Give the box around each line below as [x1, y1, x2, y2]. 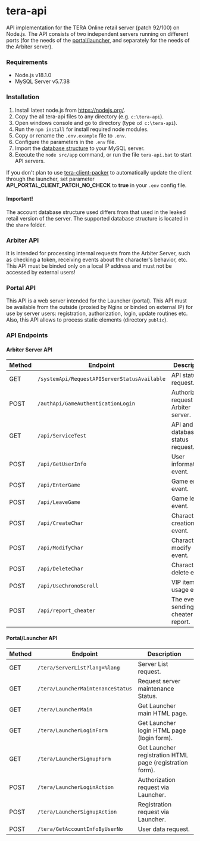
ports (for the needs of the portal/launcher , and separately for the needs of [6, 36, 190, 44]
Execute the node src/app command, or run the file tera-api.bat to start [14, 151, 192, 158]
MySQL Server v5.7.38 [14, 78, 70, 85]
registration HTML [137, 751, 189, 759]
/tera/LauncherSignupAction [37, 808, 117, 815]
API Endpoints [6, 331, 48, 340]
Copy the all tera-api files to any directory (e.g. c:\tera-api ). [14, 112, 164, 120]
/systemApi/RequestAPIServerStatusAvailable [37, 375, 165, 383]
